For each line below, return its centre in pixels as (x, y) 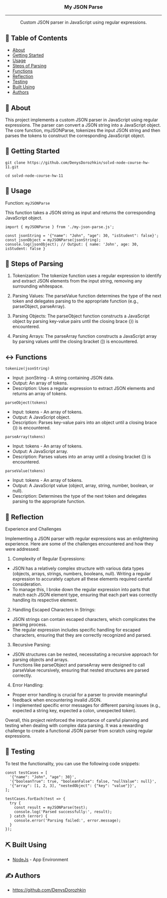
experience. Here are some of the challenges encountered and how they (80, 544)
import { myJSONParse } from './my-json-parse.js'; (60, 227)
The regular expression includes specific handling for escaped (76, 630)
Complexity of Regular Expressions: (49, 559)
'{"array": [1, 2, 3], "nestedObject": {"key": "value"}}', (73, 786)
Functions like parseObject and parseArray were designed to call (79, 665)
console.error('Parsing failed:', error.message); (68, 821)
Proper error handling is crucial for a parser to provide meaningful (80, 694)
